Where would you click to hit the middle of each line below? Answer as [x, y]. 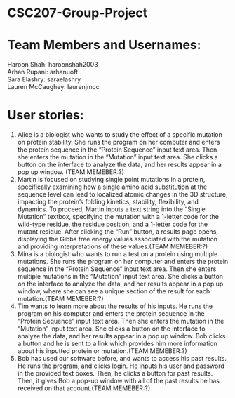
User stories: [46, 115]
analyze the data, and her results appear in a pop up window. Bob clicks [121, 336]
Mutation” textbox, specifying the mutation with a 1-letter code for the [118, 217]
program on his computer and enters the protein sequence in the [111, 314]
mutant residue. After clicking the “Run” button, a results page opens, [118, 232]
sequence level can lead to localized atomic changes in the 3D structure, [122, 194]
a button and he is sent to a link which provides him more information [117, 344]
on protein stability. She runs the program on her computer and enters [119, 142]
